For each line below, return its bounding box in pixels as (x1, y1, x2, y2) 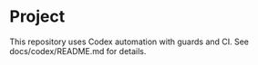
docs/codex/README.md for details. (9, 45, 147, 56)
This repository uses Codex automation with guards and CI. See (9, 36, 249, 47)
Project (9, 6, 66, 27)
